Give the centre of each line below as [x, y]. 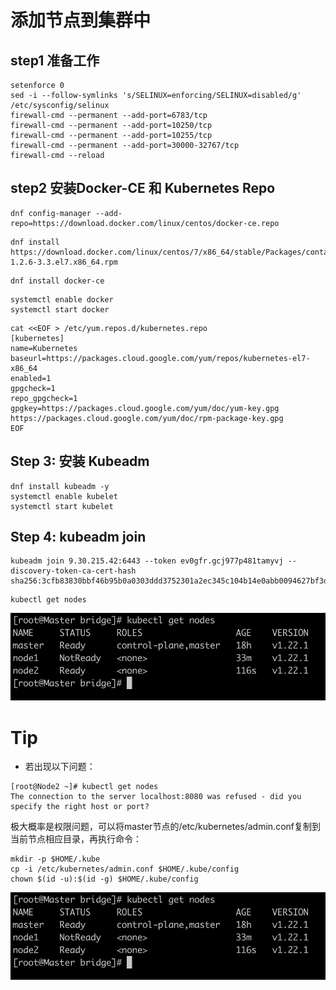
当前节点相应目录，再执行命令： [76, 839]
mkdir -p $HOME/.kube [55, 859]
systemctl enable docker [62, 299]
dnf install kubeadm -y [60, 486]
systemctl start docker [60, 309]
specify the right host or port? [80, 807]
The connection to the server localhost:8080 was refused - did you [156, 797]
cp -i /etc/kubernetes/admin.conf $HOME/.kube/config [125, 869]
